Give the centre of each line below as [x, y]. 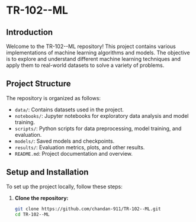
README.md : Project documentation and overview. [74, 153]
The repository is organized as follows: [54, 98]
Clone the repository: [41, 198]
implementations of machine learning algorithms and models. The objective [98, 53]
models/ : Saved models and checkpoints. [65, 141]
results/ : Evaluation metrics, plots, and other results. [80, 147]
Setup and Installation [47, 172]
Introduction [30, 32]
